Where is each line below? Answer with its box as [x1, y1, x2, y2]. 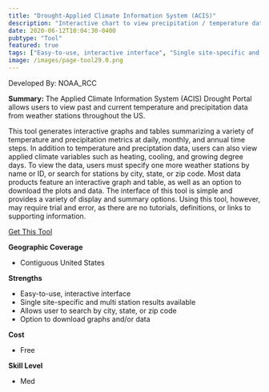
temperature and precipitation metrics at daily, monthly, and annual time [8, 134, 246, 144]
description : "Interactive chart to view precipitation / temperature [8, 19, 249, 27]
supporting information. [8, 211, 86, 221]
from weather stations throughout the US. [8, 110, 146, 120]
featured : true [8, 42, 59, 50]
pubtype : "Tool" [8, 34, 62, 42]
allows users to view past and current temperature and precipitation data [8, 102, 248, 112]
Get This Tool [8, 226, 53, 236]
